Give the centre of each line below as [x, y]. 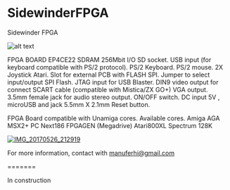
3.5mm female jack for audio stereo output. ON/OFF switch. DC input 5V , [114, 97]
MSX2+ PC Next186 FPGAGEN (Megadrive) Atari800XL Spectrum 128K [110, 125]
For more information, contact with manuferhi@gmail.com [91, 153]
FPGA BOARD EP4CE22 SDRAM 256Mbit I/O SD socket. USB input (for [109, 59]
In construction [29, 180]
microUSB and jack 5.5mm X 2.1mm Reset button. [79, 104]
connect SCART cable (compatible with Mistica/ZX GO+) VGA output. [108, 89]
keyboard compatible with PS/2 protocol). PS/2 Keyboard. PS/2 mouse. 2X [115, 67]
